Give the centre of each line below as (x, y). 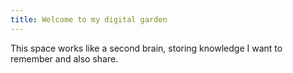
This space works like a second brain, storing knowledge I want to (146, 48)
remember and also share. (64, 58)
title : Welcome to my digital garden (89, 19)
